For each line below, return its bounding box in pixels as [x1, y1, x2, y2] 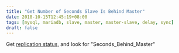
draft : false [6, 24, 38, 31]
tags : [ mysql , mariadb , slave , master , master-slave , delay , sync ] [6, 19, 174, 25]
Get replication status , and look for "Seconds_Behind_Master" [6, 41, 156, 48]
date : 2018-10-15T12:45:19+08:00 [6, 14, 88, 20]
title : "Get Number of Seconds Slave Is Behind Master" [6, 8, 145, 15]
